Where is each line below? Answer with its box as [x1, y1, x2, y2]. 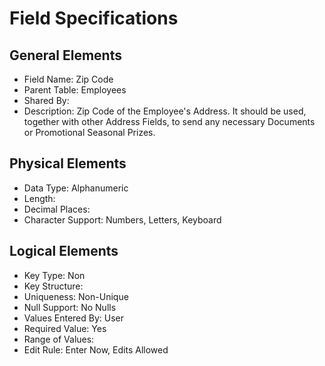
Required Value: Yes [23, 322, 107, 334]
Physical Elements [9, 155, 127, 172]
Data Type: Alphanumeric [23, 182, 129, 194]
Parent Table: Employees [23, 84, 127, 96]
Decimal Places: [23, 203, 91, 215]
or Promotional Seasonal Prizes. [23, 127, 156, 138]
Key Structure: [23, 280, 84, 292]
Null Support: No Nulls [23, 301, 117, 313]
